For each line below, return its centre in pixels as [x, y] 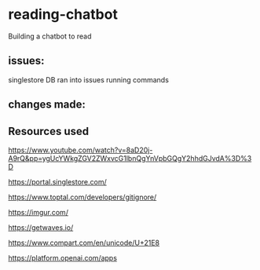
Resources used [48, 131]
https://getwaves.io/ [41, 227]
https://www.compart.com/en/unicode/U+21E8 [84, 243]
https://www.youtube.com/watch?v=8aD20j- [81, 150]
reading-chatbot [63, 15]
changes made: [47, 105]
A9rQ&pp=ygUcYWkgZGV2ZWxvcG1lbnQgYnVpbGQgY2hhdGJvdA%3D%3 [130, 158]
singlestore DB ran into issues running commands [88, 79]
